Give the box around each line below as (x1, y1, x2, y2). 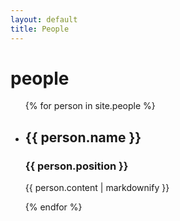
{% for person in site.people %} (24, 100, 156, 112)
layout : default (10, 14, 78, 25)
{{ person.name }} (24, 129, 142, 146)
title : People (10, 24, 70, 34)
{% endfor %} (24, 201, 83, 213)
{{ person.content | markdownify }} (24, 182, 170, 194)
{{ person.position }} (24, 159, 129, 173)
